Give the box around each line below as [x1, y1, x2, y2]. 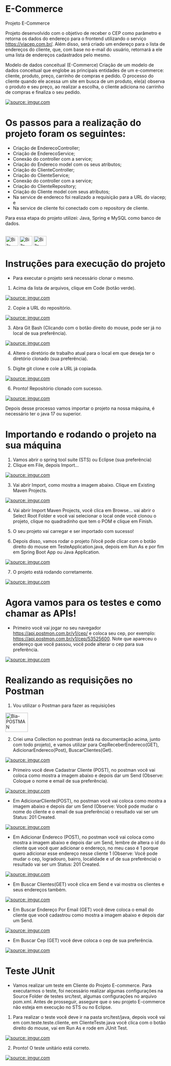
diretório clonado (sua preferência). [12, 355, 88, 361]
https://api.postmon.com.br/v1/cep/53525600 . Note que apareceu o [12, 635, 157, 642]
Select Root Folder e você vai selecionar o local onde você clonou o [12, 512, 157, 519]
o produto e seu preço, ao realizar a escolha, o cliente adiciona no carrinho [5, 83, 164, 90]
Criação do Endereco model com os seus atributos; [12, 161, 122, 167]
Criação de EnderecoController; [12, 145, 81, 151]
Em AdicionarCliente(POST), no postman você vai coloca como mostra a [12, 797, 166, 804]
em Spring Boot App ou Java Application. [12, 549, 100, 555]
